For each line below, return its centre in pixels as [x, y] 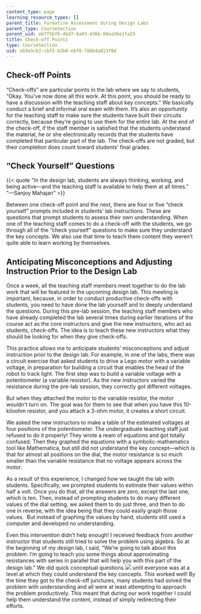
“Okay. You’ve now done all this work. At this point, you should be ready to [98, 96]
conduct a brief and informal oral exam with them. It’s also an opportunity [97, 109]
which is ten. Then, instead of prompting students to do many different [94, 498]
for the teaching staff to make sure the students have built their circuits [94, 115]
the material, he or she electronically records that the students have [90, 134]
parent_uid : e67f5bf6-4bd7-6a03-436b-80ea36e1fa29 [71, 34]
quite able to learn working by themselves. [59, 243]
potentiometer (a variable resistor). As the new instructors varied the [91, 380]
